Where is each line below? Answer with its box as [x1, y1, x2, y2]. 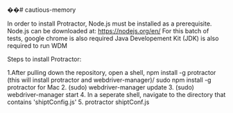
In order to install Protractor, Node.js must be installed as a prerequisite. [7, 19, 212, 28]
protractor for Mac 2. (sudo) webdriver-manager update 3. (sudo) [7, 83, 194, 92]
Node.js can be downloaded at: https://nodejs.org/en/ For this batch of [7, 27, 209, 35]
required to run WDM [7, 42, 68, 50]
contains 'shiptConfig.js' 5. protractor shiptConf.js [7, 98, 150, 106]
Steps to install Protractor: [7, 55, 82, 63]
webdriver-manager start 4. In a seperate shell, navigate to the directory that [7, 91, 226, 98]
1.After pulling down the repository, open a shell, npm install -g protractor [7, 69, 216, 76]
